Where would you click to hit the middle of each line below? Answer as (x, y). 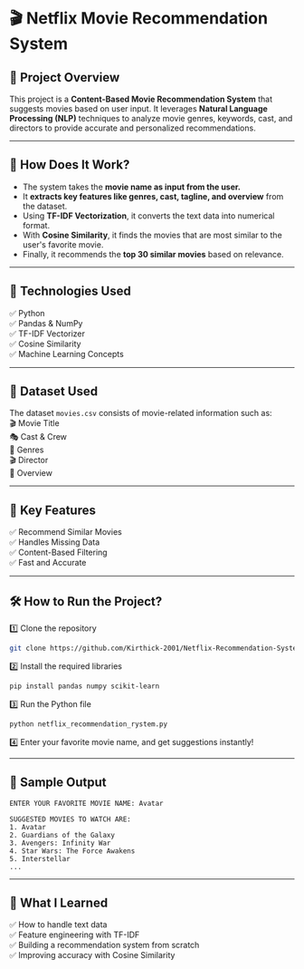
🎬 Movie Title (35, 423)
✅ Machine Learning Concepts (66, 354)
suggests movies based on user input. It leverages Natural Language (139, 109)
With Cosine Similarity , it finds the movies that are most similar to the (152, 235)
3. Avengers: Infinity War (60, 843)
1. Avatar (28, 827)
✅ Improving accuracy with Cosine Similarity (92, 955)
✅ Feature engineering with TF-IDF (75, 935)
